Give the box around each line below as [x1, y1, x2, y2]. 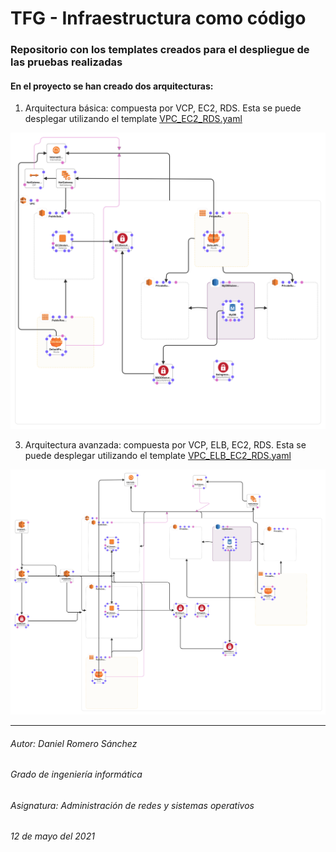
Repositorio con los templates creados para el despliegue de [10, 43, 310, 57]
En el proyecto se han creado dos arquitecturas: [10, 80, 214, 92]
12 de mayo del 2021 [10, 830, 95, 842]
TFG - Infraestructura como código [10, 7, 307, 30]
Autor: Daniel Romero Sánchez [10, 737, 138, 749]
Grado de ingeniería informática [10, 768, 143, 781]
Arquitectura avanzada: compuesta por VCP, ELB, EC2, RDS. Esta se [24, 438, 307, 451]
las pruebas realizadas [10, 55, 123, 69]
